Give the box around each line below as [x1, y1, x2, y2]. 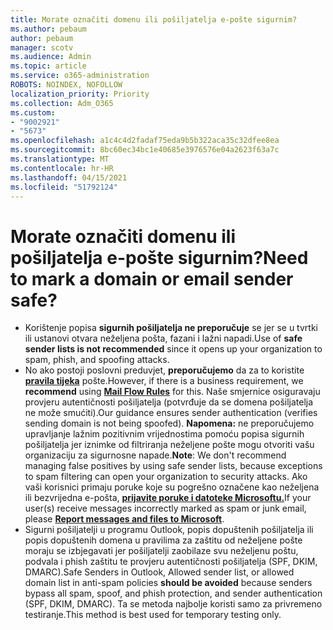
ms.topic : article [10, 61, 87, 71]
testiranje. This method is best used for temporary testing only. [24, 609, 282, 621]
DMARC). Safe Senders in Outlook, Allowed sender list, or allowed [24, 566, 295, 578]
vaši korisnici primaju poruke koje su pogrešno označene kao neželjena [24, 481, 320, 493]
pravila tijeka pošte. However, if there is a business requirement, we [24, 375, 304, 387]
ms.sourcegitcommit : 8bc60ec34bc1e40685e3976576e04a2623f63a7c [10, 145, 280, 155]
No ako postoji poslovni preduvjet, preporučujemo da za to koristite [24, 364, 305, 376]
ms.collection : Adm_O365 [10, 98, 114, 108]
